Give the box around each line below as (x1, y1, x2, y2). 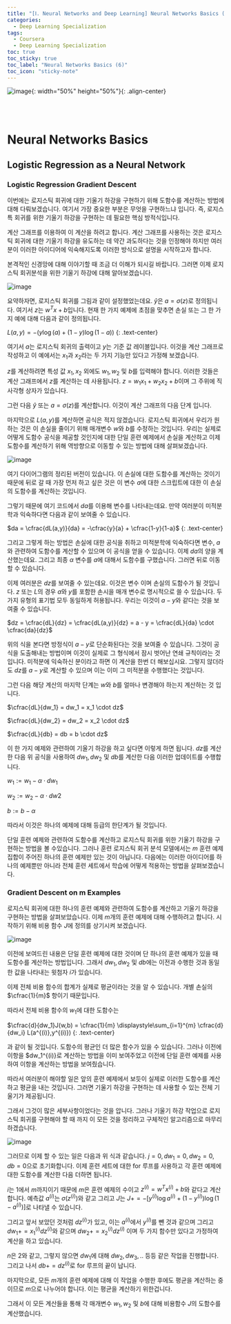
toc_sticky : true (7, 55, 57, 62)
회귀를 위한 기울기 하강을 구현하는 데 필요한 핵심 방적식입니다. (14, 213, 181, 222)
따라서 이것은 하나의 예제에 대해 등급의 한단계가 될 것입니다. (7, 821, 168, 829)
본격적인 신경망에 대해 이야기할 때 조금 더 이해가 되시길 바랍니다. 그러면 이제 (7, 260, 212, 269)
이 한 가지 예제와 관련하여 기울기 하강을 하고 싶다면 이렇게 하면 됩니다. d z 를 (7, 744, 209, 752)
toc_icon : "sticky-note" (7, 68, 79, 75)
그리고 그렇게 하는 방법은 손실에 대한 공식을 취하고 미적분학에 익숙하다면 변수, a (7, 538, 221, 547)
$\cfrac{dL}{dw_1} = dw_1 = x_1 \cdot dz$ (7, 703, 124, 712)
